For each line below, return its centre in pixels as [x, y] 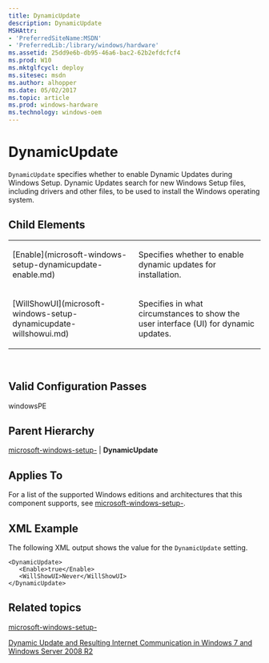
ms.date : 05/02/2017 [43, 90]
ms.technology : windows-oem [55, 113]
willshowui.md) [41, 333]
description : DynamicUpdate [55, 23]
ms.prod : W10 [30, 61]
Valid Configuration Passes [78, 386]
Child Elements [47, 225]
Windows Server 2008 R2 [51, 651]
